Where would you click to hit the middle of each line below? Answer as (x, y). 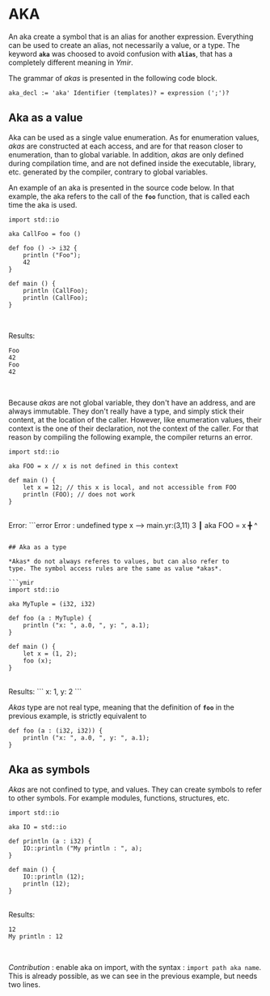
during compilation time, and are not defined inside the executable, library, (132, 163)
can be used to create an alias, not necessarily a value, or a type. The (124, 45)
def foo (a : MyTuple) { (50, 618)
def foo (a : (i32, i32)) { (56, 731)
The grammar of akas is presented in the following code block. (113, 78)
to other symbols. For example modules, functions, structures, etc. (119, 798)
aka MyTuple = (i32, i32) (52, 604)
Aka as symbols (49, 770)
